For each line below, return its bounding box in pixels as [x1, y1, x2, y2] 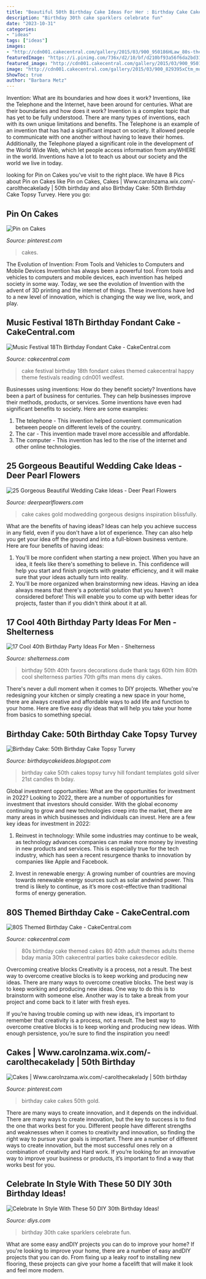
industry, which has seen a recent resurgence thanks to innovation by [15, 851, 191, 859]
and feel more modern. [6, 1266, 64, 1273]
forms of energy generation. [15, 889, 87, 897]
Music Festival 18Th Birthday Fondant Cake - [6, 317, 181, 328]
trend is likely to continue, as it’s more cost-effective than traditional [15, 883, 187, 890]
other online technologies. [15, 443, 82, 450]
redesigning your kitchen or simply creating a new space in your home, [6, 691, 186, 699]
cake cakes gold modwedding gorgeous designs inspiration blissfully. [21, 510, 197, 518]
